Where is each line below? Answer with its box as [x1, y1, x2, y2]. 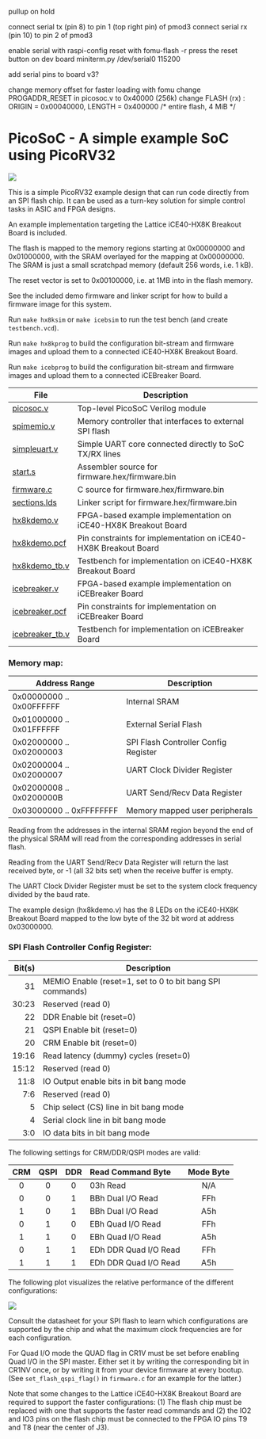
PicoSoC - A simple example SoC [8, 130, 230, 147]
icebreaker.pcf [12, 605, 67, 616]
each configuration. [8, 1333, 73, 1342]
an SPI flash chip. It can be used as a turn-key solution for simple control [8, 196, 245, 205]
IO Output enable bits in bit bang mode [42, 1075, 186, 1086]
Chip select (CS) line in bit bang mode [42, 1101, 184, 1113]
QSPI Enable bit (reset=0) [42, 1024, 139, 1035]
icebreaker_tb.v [12, 628, 70, 639]
